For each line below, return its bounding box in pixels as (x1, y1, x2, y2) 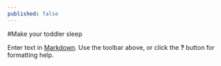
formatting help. (7, 51, 55, 59)
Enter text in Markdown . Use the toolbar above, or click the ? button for (7, 43, 215, 51)
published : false (7, 10, 59, 18)
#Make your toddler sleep (7, 29, 83, 38)
